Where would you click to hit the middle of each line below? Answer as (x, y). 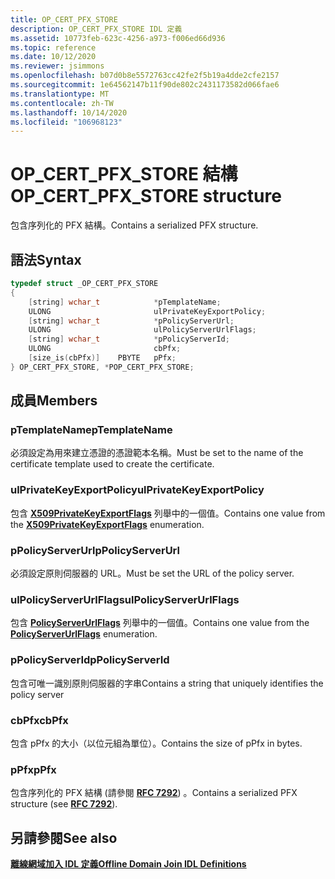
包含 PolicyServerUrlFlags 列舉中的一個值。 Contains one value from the (160, 623)
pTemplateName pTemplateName (91, 430)
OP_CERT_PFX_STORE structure (146, 196)
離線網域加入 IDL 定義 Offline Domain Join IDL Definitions (128, 864)
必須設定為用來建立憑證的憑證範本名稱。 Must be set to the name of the (157, 453)
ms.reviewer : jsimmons (57, 66)
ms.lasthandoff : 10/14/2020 (69, 112)
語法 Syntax (46, 259)
